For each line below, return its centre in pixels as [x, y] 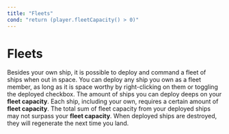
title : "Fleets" [30, 13]
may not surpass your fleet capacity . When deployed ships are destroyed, [112, 116]
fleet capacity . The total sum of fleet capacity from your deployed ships [109, 109]
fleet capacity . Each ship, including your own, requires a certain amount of [113, 102]
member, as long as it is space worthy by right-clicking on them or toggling [113, 87]
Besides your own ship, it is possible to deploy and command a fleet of [107, 72]
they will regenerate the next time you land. [68, 123]
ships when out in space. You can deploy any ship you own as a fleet [104, 80]
